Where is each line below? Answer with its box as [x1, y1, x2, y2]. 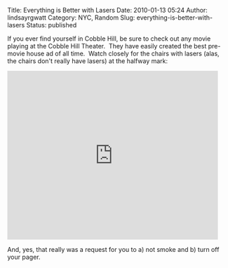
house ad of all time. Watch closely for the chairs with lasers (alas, [26, 49, 220, 58]
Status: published [26, 21, 77, 29]
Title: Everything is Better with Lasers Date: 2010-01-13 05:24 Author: [7, 6, 208, 14]
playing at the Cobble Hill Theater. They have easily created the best [7, 42, 207, 50]
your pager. [7, 253, 41, 261]
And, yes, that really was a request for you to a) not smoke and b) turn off [7, 246, 220, 253]
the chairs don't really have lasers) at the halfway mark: [7, 57, 168, 65]
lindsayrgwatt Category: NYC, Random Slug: [7, 13, 135, 22]
